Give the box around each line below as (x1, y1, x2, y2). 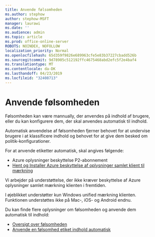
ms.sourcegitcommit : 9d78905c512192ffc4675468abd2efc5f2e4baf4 (5, 57, 137, 62)
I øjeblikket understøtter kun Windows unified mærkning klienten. (5, 192, 136, 198)
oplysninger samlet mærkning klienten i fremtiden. (5, 182, 107, 188)
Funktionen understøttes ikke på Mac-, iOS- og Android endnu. (5, 197, 132, 203)
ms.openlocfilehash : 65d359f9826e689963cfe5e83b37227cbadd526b (5, 53, 137, 58)
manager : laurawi (5, 21, 41, 26)
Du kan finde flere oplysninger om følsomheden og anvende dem (5, 207, 136, 212)
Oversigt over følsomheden (12, 221, 67, 227)
